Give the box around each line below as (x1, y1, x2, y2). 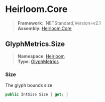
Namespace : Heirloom (17, 53, 65, 59)
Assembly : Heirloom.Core (17, 25, 72, 31)
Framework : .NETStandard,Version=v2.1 (17, 20, 101, 26)
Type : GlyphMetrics (17, 58, 59, 64)
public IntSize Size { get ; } (5, 92, 69, 97)
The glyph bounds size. (5, 82, 54, 88)
